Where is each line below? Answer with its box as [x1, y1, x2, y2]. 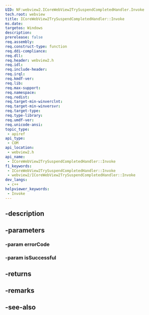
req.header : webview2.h [5, 58, 54, 63]
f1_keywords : [5, 164, 32, 169]
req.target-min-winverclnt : [5, 99, 63, 104]
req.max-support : [5, 85, 41, 90]
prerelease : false [5, 35, 43, 40]
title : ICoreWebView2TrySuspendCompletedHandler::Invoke [5, 16, 125, 21]
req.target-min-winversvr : [5, 104, 61, 109]
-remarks [5, 286, 35, 295]
